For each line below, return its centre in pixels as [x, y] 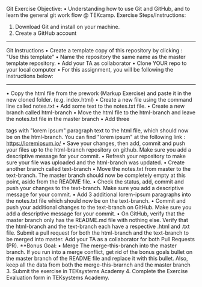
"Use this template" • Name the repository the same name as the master [96, 57]
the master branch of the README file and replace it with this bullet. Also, [97, 258]
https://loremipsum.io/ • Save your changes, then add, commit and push [96, 143]
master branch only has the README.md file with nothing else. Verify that [97, 220]
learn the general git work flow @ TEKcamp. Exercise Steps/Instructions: [96, 15]
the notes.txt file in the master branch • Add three [68, 119]
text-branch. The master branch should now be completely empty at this [96, 175]
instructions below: [30, 76]
